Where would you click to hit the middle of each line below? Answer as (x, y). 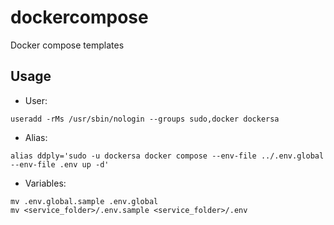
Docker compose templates (67, 45)
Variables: (45, 183)
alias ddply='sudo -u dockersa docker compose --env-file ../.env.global (167, 156)
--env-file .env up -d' (60, 164)
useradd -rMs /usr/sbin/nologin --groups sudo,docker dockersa (145, 119)
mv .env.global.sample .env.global (84, 201)
